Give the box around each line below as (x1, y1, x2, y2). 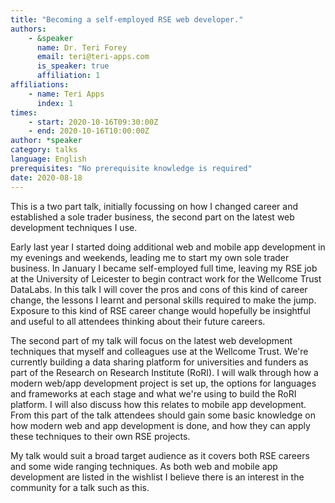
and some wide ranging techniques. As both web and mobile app (10, 460, 278, 472)
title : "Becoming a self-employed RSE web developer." (10, 14, 244, 25)
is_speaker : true (36, 61, 110, 71)
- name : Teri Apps (28, 89, 105, 99)
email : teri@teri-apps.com (36, 52, 150, 62)
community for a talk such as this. (10, 481, 150, 493)
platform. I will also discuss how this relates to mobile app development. (10, 398, 307, 410)
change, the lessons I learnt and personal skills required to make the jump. (10, 294, 317, 306)
